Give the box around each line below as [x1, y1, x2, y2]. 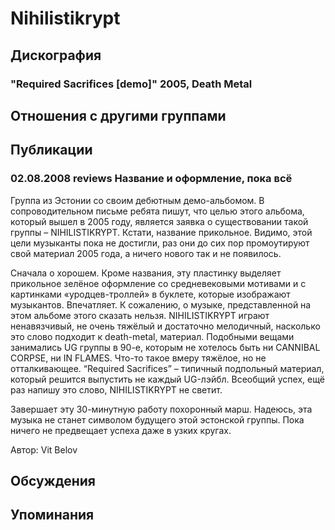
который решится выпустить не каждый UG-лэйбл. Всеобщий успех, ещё [10, 373, 325, 385]
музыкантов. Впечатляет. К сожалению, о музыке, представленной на [10, 298, 312, 311]
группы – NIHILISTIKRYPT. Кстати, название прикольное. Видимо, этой [10, 226, 313, 238]
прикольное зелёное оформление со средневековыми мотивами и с [10, 277, 307, 289]
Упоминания [10, 507, 95, 524]
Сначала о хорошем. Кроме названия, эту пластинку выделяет [10, 267, 282, 279]
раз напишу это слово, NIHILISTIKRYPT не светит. [10, 383, 223, 396]
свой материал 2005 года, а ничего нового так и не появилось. [10, 247, 282, 259]
